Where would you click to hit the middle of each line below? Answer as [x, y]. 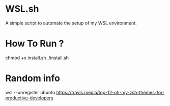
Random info [33, 78]
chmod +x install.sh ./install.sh [37, 58]
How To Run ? [35, 44]
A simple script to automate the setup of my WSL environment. [71, 23]
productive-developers [29, 98]
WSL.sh [22, 9]
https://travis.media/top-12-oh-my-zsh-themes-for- [110, 92]
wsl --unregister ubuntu [30, 92]
